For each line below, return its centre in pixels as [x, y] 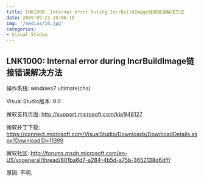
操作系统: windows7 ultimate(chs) [48, 88]
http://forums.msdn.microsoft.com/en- [79, 153]
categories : [21, 29]
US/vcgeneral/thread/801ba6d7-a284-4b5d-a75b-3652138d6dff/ [89, 160]
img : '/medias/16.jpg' [35, 23]
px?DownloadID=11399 [35, 140]
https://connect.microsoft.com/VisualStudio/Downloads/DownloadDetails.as [102, 134]
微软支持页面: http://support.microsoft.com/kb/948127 [75, 114]
